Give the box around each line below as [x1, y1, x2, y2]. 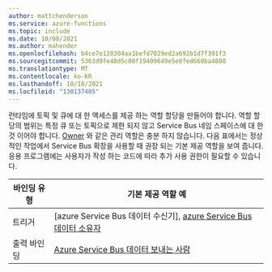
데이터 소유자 [53, 222, 101, 234]
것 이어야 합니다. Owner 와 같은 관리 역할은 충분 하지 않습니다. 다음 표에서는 [8, 131, 249, 140]
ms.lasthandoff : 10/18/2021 [8, 80, 104, 88]
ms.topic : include [8, 27, 70, 35]
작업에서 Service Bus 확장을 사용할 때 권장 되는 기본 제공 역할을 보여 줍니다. [23, 141, 264, 151]
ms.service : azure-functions [8, 19, 107, 28]
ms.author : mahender [8, 42, 79, 50]
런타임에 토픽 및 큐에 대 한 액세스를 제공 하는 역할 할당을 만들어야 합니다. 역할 [8, 110, 253, 120]
